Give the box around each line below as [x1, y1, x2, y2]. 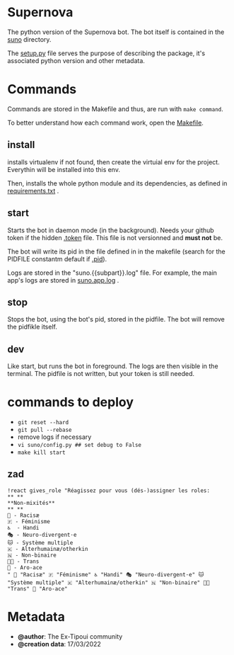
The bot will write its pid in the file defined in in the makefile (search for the [7, 247, 226, 256]
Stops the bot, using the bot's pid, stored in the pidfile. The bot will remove [7, 315, 225, 324]
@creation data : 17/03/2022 [17, 639, 101, 648]
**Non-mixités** [7, 499, 55, 506]
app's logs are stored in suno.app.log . [7, 275, 119, 284]
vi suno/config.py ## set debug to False [17, 442, 141, 449]
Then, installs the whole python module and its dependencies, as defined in [7, 178, 228, 188]
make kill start [17, 449, 66, 457]
